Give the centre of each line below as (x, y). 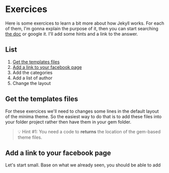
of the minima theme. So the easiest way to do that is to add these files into (83, 116)
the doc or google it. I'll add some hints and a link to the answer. (72, 34)
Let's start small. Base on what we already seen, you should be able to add (83, 165)
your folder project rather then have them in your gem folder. (68, 122)
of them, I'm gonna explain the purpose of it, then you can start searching (82, 28)
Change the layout (32, 83)
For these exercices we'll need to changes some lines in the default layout (82, 111)
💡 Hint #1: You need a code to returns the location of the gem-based (89, 131)
